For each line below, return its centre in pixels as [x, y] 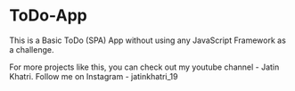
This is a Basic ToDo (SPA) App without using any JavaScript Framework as [148, 40]
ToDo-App [48, 16]
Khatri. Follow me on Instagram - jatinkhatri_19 [94, 76]
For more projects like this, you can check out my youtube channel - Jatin [144, 67]
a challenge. [32, 49]
